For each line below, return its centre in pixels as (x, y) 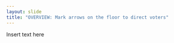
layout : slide (24, 12)
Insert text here (25, 34)
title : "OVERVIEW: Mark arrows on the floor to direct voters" (88, 17)
